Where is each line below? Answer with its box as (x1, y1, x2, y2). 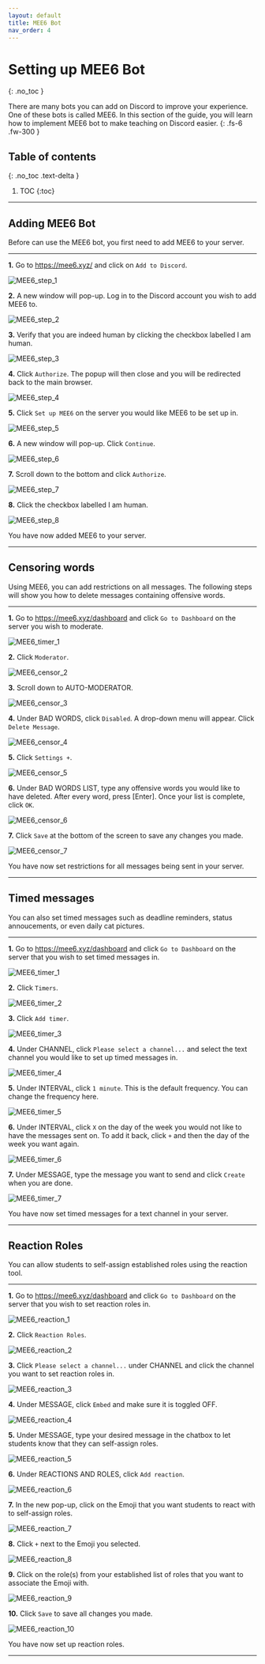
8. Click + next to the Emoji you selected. (8, 1539, 140, 1549)
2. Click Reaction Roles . (8, 1330, 87, 1340)
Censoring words (8, 561, 95, 574)
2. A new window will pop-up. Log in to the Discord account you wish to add (8, 290, 256, 301)
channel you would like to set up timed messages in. (8, 1053, 178, 1062)
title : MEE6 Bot (8, 19, 62, 27)
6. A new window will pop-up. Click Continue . (8, 438, 156, 448)
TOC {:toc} (19, 187, 55, 196)
